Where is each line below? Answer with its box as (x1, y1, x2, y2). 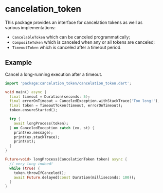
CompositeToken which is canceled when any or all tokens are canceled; (12, 39, 155, 45)
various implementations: (5, 24, 56, 30)
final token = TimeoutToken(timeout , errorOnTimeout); (9, 103, 123, 108)
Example (5, 58, 32, 67)
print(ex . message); (14, 130, 54, 135)
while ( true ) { (9, 166, 40, 171)
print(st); (14, 139, 36, 144)
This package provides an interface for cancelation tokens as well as (5, 19, 143, 25)
